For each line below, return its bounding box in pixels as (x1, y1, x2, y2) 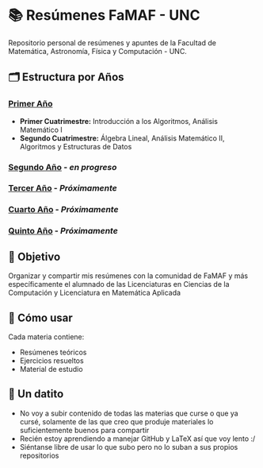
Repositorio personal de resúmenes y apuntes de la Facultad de (8, 37, 216, 48)
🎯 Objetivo (8, 249, 61, 263)
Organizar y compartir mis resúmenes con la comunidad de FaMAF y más (8, 271, 249, 280)
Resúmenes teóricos (19, 347, 87, 357)
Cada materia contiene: (8, 331, 85, 342)
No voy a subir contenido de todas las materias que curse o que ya (19, 408, 239, 418)
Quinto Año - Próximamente (8, 226, 119, 237)
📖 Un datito (8, 387, 64, 401)
